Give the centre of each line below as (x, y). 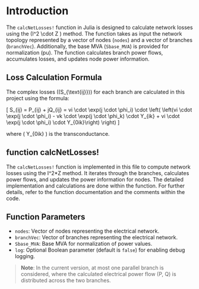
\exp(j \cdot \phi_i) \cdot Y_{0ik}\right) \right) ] (63, 122)
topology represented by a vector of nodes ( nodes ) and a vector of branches (99, 40)
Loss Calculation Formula (54, 77)
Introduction (37, 11)
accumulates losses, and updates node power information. (78, 59)
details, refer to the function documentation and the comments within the (96, 192)
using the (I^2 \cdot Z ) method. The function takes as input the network (94, 33)
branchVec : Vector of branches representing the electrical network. (96, 237)
